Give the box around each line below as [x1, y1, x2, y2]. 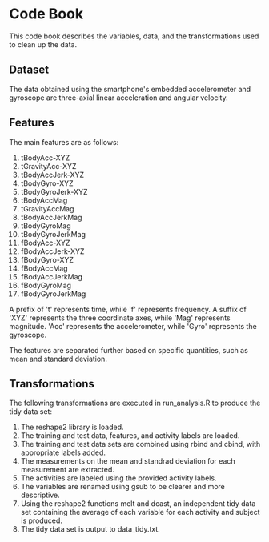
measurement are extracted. [20, 465, 114, 475]
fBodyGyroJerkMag [20, 289, 86, 299]
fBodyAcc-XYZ [20, 238, 70, 247]
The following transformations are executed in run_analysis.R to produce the [9, 398, 261, 408]
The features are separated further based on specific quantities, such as [9, 345, 249, 355]
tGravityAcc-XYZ [20, 161, 77, 171]
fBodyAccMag [20, 263, 68, 273]
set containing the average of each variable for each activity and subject [20, 508, 260, 517]
